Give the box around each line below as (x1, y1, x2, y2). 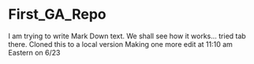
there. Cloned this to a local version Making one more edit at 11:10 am (8, 39, 233, 48)
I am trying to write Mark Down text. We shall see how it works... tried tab (8, 31, 246, 41)
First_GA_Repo (8, 5, 106, 23)
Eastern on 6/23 (8, 48, 61, 57)
